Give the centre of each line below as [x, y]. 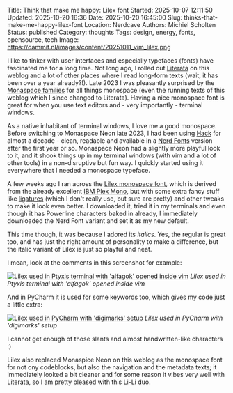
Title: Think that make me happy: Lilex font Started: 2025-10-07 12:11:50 [110, 10]
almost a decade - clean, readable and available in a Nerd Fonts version [110, 141]
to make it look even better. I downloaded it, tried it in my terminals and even [116, 206]
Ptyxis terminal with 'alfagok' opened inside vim [76, 284]
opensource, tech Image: [43, 40]
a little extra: [25, 305]
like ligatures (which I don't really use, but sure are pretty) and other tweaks [116, 199]
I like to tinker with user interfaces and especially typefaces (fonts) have [111, 61]
